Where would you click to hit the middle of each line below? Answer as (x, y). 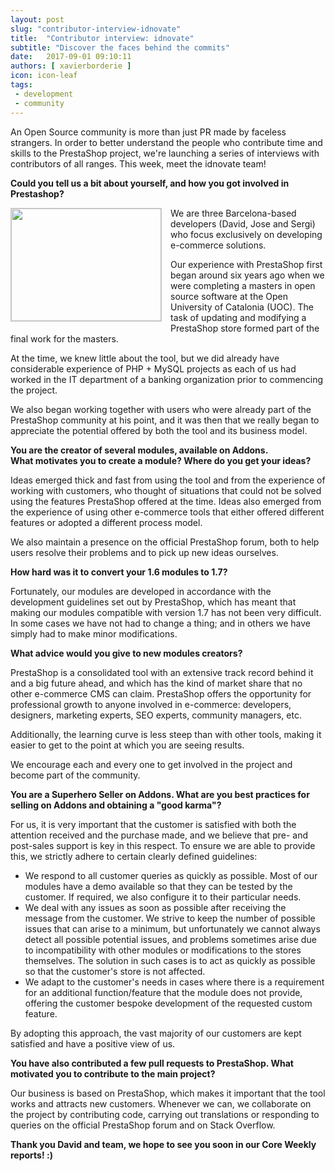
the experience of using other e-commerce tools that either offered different (167, 512)
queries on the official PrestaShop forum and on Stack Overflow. (143, 1125)
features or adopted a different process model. (106, 522)
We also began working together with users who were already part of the (161, 409)
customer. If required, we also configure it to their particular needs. (163, 897)
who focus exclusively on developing (246, 234)
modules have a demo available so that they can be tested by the (158, 886)
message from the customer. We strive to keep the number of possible (170, 918)
